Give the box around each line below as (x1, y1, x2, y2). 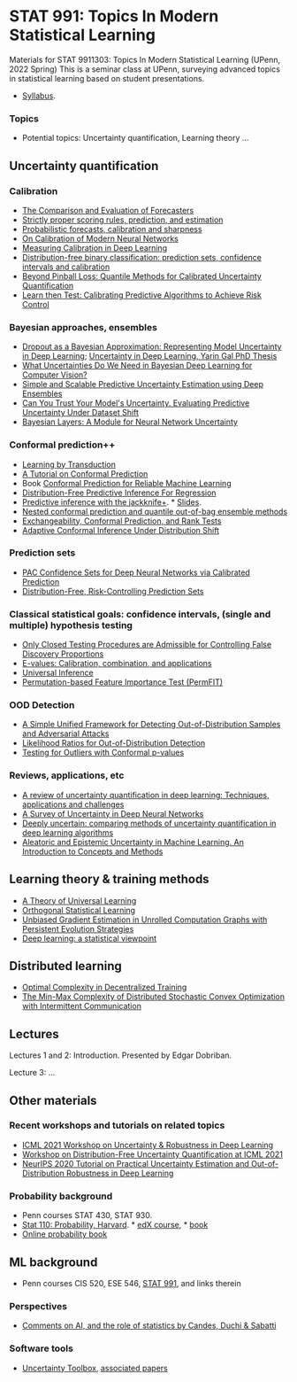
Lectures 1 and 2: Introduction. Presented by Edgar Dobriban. (9, 1050, 232, 1060)
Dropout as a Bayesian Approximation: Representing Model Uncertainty (21, 341, 282, 352)
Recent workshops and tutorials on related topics (9, 1119, 225, 1131)
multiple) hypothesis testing (9, 618, 133, 631)
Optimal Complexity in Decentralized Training (21, 982, 187, 993)
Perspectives (9, 1300, 68, 1312)
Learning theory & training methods (9, 872, 209, 887)
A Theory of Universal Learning (21, 895, 137, 905)
